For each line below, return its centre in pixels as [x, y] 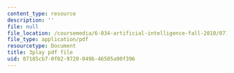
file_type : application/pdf [48, 40]
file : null [23, 26]
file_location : [29, 33]
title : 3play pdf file [40, 53]
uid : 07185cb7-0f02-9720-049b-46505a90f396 [71, 59]
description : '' [31, 20]
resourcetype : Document [42, 46]
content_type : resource [42, 14]
